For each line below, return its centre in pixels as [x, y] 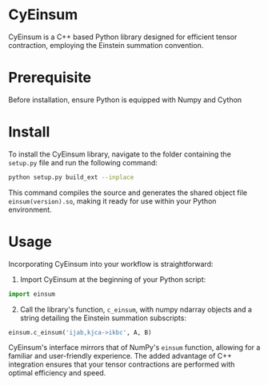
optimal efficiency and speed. [57, 373]
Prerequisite [50, 78]
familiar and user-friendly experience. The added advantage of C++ [120, 356]
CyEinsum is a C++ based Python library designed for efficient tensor [123, 37]
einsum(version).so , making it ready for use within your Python [112, 200]
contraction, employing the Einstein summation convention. [106, 45]
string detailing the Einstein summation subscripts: [103, 318]
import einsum [32, 294]
